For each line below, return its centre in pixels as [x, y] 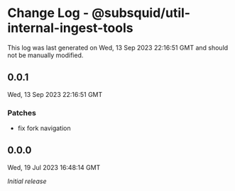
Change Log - [48, 13]
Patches [22, 112]
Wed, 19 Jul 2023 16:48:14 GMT [54, 167]
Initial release [27, 181]
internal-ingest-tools [70, 28]
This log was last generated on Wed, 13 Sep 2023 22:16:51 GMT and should [118, 47]
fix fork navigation [44, 128]
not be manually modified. [45, 55]
